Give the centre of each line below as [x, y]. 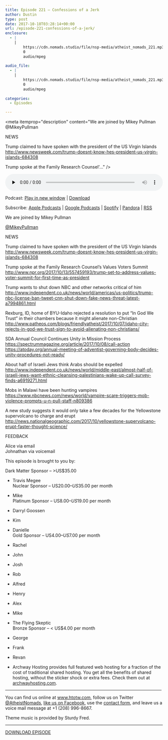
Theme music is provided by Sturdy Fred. [48, 718]
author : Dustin [21, 15]
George [20, 638]
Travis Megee [26, 481]
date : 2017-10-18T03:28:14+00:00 [40, 24]
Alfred [19, 584]
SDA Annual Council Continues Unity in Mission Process [63, 339]
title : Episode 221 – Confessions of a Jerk [52, 10]
